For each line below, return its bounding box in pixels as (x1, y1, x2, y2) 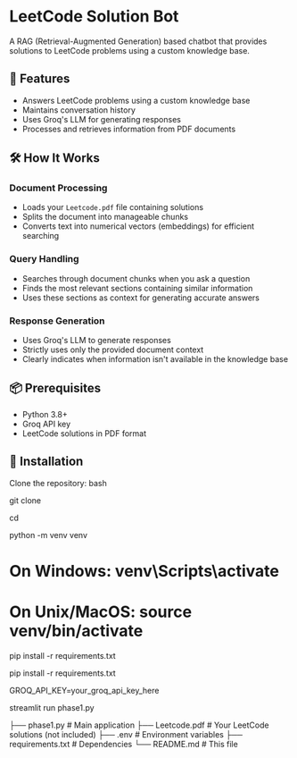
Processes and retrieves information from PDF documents (21, 123, 236, 134)
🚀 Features (9, 72, 70, 87)
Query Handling (9, 253, 79, 265)
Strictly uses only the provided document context (21, 344, 204, 355)
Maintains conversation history (21, 105, 136, 115)
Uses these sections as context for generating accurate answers (21, 292, 260, 303)
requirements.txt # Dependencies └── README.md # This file (9, 738, 238, 749)
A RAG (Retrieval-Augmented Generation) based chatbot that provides (9, 36, 268, 46)
